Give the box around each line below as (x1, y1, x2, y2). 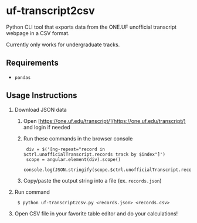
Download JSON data (14, 106, 67, 113)
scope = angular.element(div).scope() (26, 156, 121, 162)
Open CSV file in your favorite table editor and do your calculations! (14, 210, 178, 217)
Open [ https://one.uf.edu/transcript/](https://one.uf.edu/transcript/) (23, 117, 186, 124)
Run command (14, 188, 50, 195)
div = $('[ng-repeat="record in (26, 146, 106, 152)
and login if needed (23, 123, 70, 131)
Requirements (6, 58, 59, 68)
